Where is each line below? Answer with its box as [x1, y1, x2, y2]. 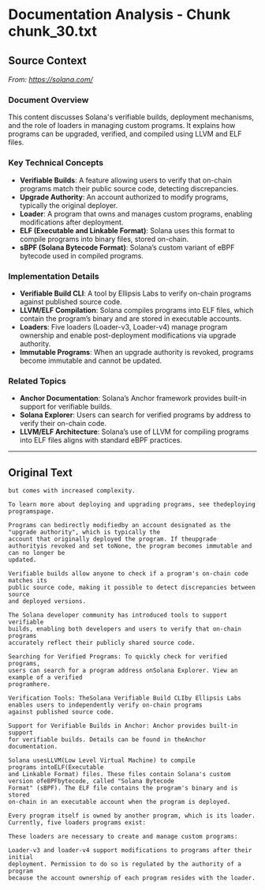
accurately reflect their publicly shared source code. [8, 639, 196, 647]
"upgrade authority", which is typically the [8, 528, 160, 536]
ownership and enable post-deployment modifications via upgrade [19, 330, 237, 340]
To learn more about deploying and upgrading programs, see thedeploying [8, 500, 256, 508]
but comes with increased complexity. [8, 487, 136, 495]
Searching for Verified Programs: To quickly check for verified [8, 653, 227, 661]
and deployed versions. [8, 598, 87, 605]
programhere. [8, 681, 51, 688]
